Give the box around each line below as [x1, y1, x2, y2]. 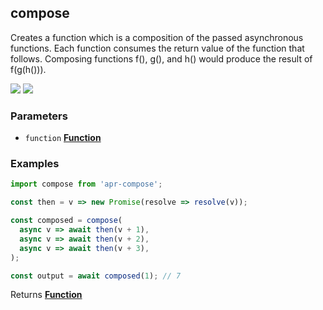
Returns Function [10, 289, 83, 301]
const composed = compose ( [10, 216, 123, 226]
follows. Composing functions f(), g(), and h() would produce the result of [10, 52, 313, 65]
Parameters [10, 109, 68, 123]
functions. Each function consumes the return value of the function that [10, 42, 305, 54]
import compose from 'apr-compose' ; [10, 179, 163, 190]
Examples [10, 157, 60, 171]
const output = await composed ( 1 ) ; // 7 [10, 271, 182, 281]
